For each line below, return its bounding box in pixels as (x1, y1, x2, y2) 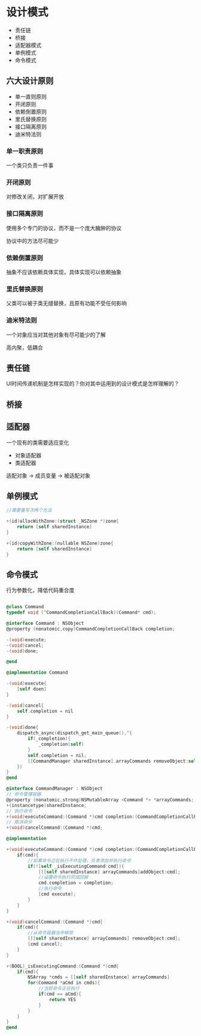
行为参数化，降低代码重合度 (6, 587, 75, 594)
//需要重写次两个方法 (6, 507, 52, 514)
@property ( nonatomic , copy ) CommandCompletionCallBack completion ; (6, 626, 175, 632)
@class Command (6, 604, 44, 610)
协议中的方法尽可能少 (6, 237, 59, 244)
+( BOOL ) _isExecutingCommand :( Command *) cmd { (6, 963, 119, 969)
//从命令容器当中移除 (28, 930, 74, 936)
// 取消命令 (6, 819, 33, 825)
